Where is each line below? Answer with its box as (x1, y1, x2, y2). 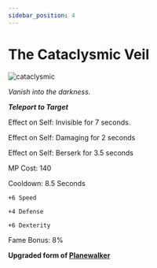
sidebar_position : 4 (8, 11, 76, 20)
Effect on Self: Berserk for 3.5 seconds (8, 147, 134, 158)
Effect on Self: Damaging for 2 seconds (8, 132, 136, 142)
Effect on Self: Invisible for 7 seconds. (8, 117, 131, 127)
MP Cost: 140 (8, 163, 52, 173)
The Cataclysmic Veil (8, 45, 150, 63)
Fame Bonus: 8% (8, 235, 64, 244)
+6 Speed (8, 194, 37, 202)
